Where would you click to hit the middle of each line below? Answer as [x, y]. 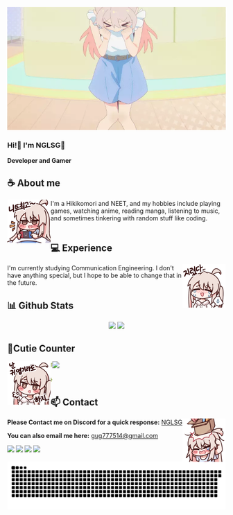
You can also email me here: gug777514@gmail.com [83, 436]
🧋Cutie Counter [41, 348]
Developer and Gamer [39, 160]
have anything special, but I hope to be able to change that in [94, 276]
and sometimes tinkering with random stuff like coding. [129, 218]
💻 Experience [81, 248]
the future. [22, 283]
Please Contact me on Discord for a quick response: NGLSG [95, 422]
